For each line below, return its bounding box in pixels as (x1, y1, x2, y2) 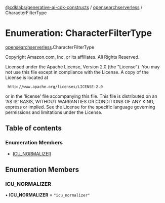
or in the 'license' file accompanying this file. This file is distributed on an (5, 93, 158, 99)
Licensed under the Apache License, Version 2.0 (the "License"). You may (5, 63, 160, 70)
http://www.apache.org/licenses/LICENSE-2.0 (7, 84, 103, 89)
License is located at (5, 74, 49, 80)
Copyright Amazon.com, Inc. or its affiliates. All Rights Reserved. (5, 54, 140, 60)
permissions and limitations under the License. (5, 109, 103, 115)
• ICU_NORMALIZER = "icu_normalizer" (5, 192, 90, 198)
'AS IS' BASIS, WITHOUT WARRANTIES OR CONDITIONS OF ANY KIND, (5, 98, 154, 104)
